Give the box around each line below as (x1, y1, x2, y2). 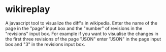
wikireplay (5, 3, 50, 15)
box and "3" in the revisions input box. (5, 41, 85, 47)
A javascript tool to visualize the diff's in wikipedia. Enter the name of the (5, 20, 157, 26)
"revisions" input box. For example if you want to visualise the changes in (5, 30, 159, 36)
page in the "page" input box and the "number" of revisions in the (5, 25, 143, 31)
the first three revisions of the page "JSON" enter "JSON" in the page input (5, 36, 161, 42)
